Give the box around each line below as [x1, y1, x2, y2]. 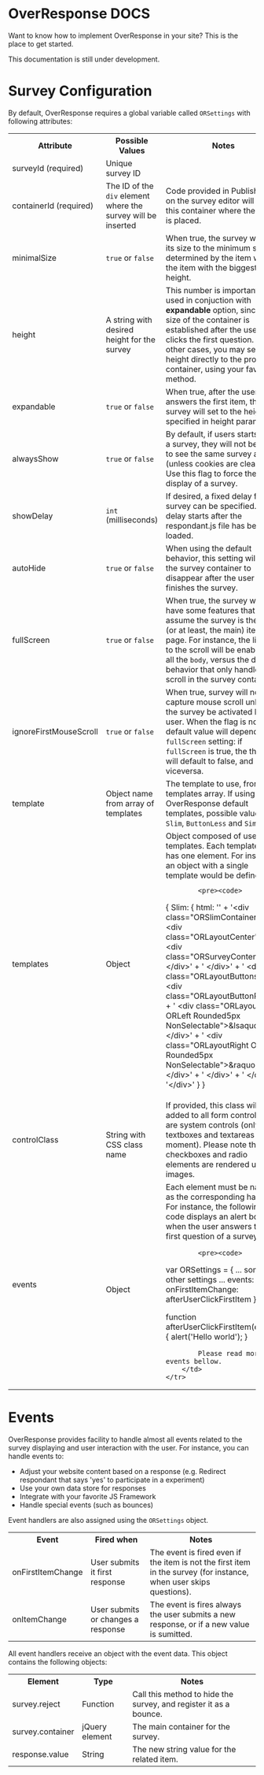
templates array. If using [165, 788, 255, 799]
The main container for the [132, 1721, 230, 1732]
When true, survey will [165, 686, 248, 697]
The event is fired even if [149, 1547, 242, 1558]
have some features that [165, 604, 255, 615]
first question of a [165, 1231, 231, 1242]
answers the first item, [165, 395, 248, 407]
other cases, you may [165, 343, 245, 355]
